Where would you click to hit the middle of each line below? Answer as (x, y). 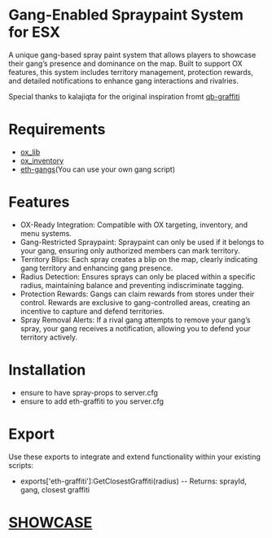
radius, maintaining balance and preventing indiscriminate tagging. (132, 285)
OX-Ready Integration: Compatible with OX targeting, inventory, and (134, 225)
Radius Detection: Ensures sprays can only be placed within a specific (138, 276)
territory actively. (49, 337)
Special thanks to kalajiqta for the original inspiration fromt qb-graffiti (124, 96)
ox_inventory (42, 160)
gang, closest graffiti (55, 489)
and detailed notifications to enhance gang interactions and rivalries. (123, 81)
